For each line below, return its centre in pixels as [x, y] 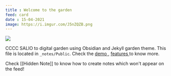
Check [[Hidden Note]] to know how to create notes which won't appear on [85, 64]
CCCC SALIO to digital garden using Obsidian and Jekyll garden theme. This [86, 48]
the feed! [15, 69]
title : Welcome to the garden [39, 10]
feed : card [17, 15]
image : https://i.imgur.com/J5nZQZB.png [49, 24]
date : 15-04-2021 [25, 19]
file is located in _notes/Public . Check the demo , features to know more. [82, 54]
